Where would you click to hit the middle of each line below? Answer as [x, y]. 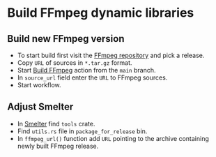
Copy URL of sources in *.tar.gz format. [75, 63]
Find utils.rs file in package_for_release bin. [82, 131]
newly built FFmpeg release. [58, 146]
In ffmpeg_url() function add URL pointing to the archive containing [113, 138]
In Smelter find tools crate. [56, 124]
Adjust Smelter [40, 107]
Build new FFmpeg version [66, 39]
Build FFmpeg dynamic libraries [101, 13]
